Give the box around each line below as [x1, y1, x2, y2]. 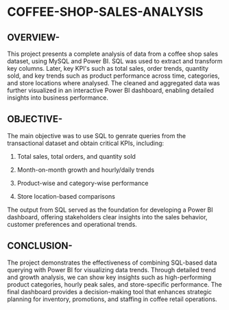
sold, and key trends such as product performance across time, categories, [7, 71, 220, 80]
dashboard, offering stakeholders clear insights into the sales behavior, [7, 212, 208, 221]
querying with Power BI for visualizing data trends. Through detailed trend [7, 265, 216, 274]
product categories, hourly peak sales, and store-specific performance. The [7, 280, 222, 289]
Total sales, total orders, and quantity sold [16, 152, 136, 160]
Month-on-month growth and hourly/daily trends [16, 166, 155, 174]
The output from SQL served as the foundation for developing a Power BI [7, 206, 214, 214]
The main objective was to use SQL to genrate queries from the [7, 131, 186, 140]
